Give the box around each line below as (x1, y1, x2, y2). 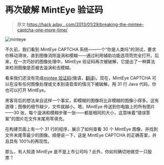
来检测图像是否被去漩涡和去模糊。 (5, 64, 74, 71)
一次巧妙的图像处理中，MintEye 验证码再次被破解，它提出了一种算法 (18, 58, 155, 64)
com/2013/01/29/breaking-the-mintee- (65, 21, 144, 27)
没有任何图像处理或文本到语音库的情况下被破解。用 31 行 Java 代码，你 (13, 81, 157, 87)
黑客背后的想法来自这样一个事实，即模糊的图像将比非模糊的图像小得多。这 (5, 97, 155, 103)
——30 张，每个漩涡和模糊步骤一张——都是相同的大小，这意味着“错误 (5, 110, 146, 115)
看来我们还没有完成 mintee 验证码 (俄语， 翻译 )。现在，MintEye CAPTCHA (5, 75, 151, 81)
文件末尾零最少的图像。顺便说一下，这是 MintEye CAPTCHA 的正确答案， (5, 132, 153, 138)
